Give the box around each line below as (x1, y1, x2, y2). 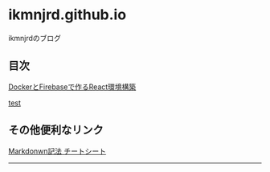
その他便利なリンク (8, 123, 104, 137)
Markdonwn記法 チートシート (8, 146, 107, 156)
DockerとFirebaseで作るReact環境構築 (8, 82, 137, 92)
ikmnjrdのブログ (8, 33, 62, 43)
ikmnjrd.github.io (8, 6, 127, 24)
